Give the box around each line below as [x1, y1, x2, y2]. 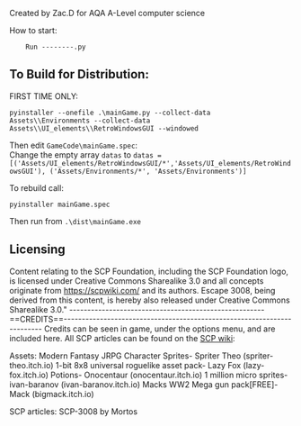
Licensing [9, 242, 66, 258]
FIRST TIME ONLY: [9, 90, 79, 102]
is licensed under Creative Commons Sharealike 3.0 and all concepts [9, 275, 264, 286]
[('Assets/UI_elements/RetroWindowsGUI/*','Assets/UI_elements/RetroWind [9, 159, 292, 168]
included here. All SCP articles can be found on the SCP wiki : [9, 332, 235, 343]
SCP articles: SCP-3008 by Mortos [9, 405, 137, 417]
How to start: [9, 25, 58, 35]
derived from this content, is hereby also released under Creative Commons [9, 295, 290, 305]
